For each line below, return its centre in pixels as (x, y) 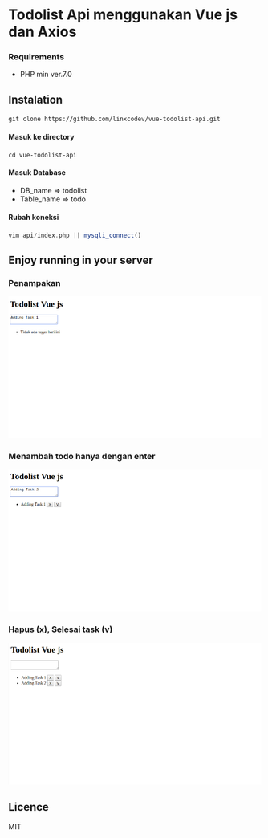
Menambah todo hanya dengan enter (82, 457)
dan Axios (43, 32)
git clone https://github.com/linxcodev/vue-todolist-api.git (114, 119)
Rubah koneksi (34, 218)
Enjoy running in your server (81, 260)
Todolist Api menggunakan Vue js (123, 15)
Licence (29, 807)
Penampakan (35, 283)
